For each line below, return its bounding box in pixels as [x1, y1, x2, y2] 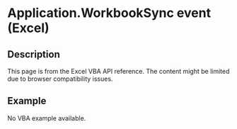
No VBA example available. [7, 113, 86, 122]
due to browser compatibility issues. [7, 74, 113, 83]
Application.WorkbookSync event [7, 5, 211, 21]
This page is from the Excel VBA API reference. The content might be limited [7, 67, 230, 75]
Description [7, 48, 60, 60]
